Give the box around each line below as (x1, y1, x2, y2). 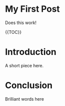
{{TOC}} (5, 29, 22, 35)
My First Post (5, 3, 60, 15)
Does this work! (5, 20, 37, 26)
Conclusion (5, 80, 53, 91)
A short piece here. (5, 62, 44, 68)
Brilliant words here (5, 96, 44, 102)
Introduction (5, 47, 57, 57)
